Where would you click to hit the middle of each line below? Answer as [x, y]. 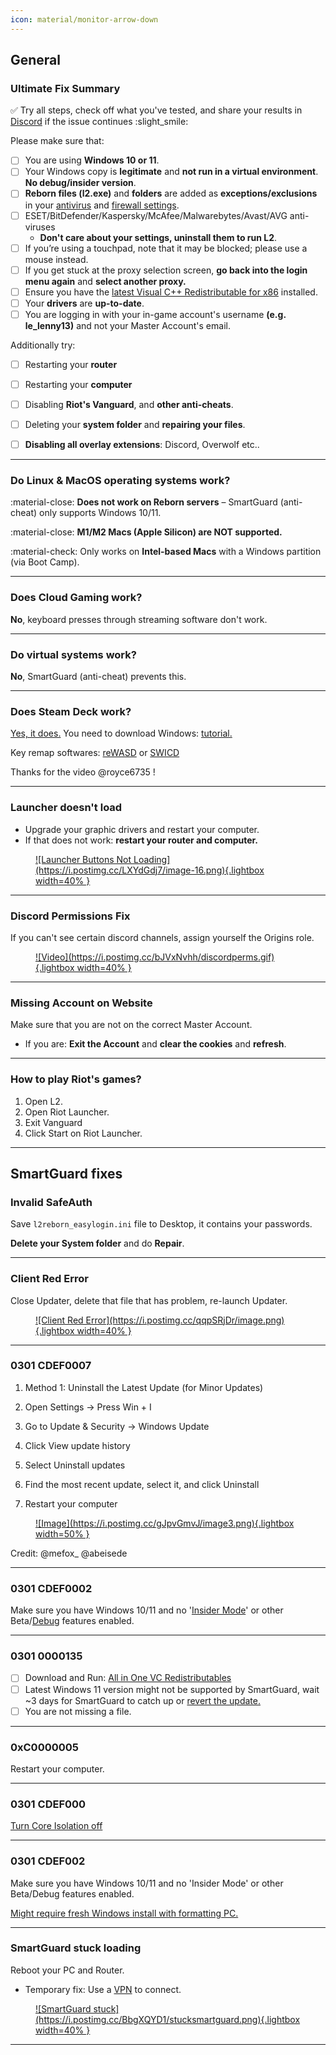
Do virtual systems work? [73, 654]
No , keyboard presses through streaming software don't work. [139, 619]
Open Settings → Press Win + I [88, 1407]
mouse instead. [56, 259]
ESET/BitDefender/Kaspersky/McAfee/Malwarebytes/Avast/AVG [156, 215]
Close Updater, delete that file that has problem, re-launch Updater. [149, 1300]
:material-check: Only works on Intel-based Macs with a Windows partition [166, 552]
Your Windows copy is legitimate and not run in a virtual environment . [171, 172]
